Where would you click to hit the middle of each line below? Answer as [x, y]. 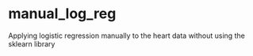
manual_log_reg [62, 14]
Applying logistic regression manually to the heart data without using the [127, 35]
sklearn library [32, 43]
